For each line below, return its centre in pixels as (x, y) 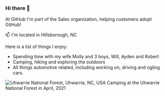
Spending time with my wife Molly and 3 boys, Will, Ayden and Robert (86, 57)
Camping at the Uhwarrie (133, 83)
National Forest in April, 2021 (36, 88)
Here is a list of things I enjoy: (37, 47)
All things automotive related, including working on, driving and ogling (86, 67)
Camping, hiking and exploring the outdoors (59, 62)
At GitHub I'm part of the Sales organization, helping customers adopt (79, 19)
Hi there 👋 (18, 8)
